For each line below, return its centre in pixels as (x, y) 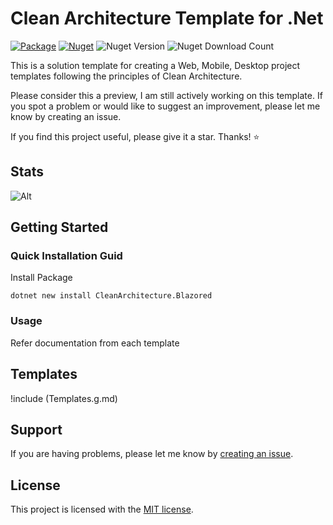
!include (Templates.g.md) (64, 398)
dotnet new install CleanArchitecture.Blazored (111, 296)
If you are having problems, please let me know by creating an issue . (152, 454)
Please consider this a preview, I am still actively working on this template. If (166, 95)
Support (36, 429)
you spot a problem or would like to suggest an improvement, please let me (165, 106)
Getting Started (59, 227)
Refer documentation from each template (95, 343)
